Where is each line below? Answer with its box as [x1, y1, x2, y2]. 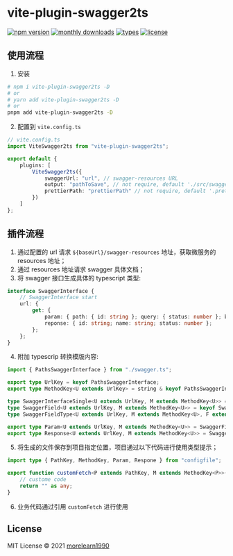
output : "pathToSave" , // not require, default [44, 181, 185, 188]
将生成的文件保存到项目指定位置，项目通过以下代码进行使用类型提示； [17, 443, 218, 452]
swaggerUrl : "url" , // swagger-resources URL [44, 175, 178, 182]
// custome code [19, 476, 67, 483]
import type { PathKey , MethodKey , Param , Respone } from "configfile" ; [7, 457, 222, 464]
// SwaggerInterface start [19, 294, 98, 301]
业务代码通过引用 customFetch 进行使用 [17, 502, 128, 511]
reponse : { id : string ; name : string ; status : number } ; [44, 319, 213, 327]
